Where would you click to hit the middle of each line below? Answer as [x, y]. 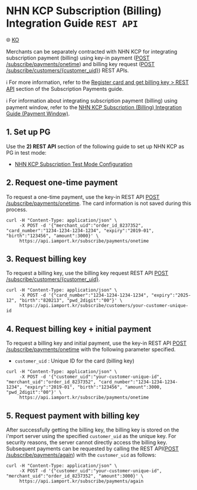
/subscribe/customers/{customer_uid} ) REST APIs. [68, 70]
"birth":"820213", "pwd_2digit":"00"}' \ [71, 300]
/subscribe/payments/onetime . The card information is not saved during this [99, 203]
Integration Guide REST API [72, 23]
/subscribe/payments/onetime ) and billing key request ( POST [81, 64]
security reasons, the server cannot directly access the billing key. [87, 442]
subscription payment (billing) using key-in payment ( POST [78, 58]
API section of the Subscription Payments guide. [65, 89]
